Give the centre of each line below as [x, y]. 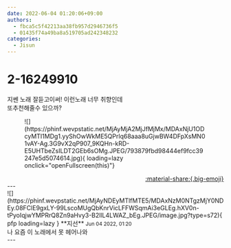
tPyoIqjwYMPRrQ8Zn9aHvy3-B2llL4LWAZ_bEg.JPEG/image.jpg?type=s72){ [115, 215]
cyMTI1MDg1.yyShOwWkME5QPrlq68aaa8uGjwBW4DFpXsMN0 [115, 136]
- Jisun [24, 45]
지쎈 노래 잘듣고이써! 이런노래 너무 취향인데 [65, 99]
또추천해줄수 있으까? [35, 108]
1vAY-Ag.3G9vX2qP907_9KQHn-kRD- [77, 143]
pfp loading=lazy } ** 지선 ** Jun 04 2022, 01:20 [69, 223]
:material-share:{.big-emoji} [185, 179]
